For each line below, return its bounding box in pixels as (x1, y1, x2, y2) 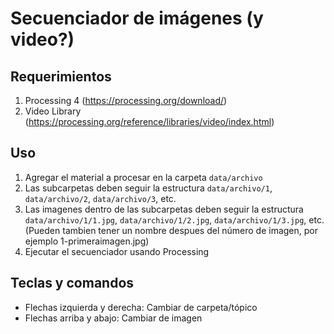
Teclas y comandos (10, 275, 135, 292)
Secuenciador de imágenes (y (10, 7, 264, 30)
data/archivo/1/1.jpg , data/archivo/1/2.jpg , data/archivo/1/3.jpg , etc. (24, 213, 325, 226)
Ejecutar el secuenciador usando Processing (24, 245, 210, 257)
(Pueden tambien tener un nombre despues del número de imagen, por (24, 224, 318, 236)
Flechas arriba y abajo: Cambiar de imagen (24, 312, 203, 324)
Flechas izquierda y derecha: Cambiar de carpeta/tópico (24, 301, 258, 313)
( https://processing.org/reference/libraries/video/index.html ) (24, 116, 275, 127)
